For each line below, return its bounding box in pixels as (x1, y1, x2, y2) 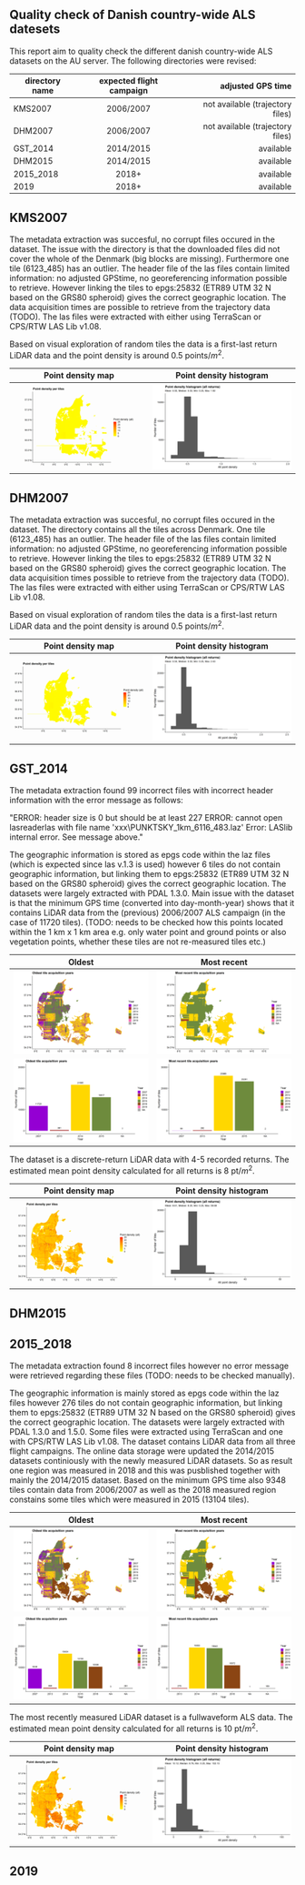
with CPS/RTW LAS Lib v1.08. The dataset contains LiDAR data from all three (9, 1436, 296, 1447)
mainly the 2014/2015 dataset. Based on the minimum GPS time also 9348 (9, 1475, 286, 1486)
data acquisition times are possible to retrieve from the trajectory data (9, 302, 271, 313)
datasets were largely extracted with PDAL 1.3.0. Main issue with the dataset (9, 888, 295, 899)
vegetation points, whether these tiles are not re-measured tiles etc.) (9, 936, 266, 947)
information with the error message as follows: (9, 795, 183, 806)
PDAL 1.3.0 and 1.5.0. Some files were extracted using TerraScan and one (9, 1426, 283, 1437)
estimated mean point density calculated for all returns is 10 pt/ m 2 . (9, 1721, 259, 1734)
